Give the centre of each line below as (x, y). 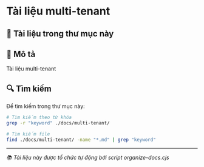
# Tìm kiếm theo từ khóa (39, 118)
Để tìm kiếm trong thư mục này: (46, 106)
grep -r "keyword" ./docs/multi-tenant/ (58, 123)
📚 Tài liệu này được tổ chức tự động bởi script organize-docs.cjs (88, 157)
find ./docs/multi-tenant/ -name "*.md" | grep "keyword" (81, 140)
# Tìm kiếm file (28, 134)
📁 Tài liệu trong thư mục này (60, 34)
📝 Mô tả (21, 54)
